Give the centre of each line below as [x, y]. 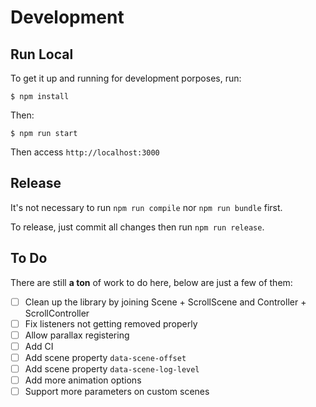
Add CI [39, 346]
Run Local [42, 54]
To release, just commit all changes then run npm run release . [137, 227]
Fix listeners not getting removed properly [111, 323]
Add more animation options [83, 380]
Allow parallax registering [77, 335]
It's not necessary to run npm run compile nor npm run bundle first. [146, 207]
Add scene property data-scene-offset [105, 357]
